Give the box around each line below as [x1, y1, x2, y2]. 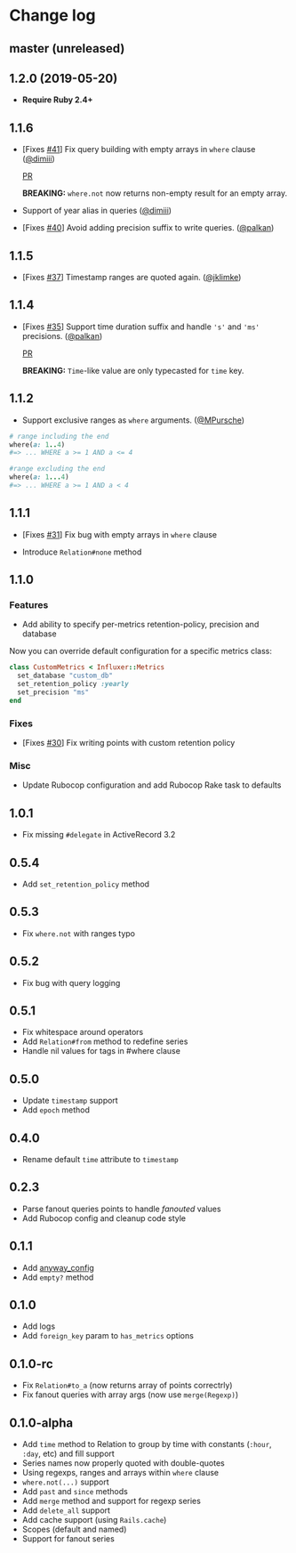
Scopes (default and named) [21, 1524, 127, 1535]
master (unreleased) [9, 41, 125, 56]
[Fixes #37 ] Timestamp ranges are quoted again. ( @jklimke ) [21, 272, 242, 283]
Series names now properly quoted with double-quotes [21, 1458, 225, 1468]
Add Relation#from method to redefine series [21, 1036, 188, 1047]
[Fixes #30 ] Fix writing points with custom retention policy [21, 738, 236, 748]
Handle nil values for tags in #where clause [21, 1046, 180, 1056]
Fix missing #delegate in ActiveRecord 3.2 [21, 829, 176, 840]
